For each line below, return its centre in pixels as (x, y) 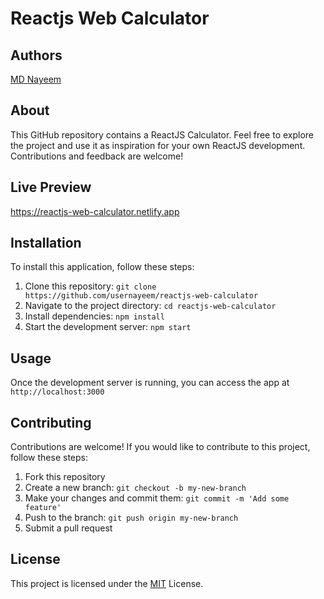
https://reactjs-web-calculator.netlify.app (95, 211)
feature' (43, 508)
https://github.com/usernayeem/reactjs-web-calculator (141, 296)
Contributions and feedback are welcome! (97, 156)
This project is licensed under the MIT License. (107, 583)
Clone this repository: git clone (90, 286)
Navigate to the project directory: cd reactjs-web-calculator (150, 306)
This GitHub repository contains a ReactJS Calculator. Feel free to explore (162, 134)
